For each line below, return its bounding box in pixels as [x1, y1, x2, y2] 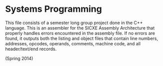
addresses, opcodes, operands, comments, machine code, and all [5, 40, 141, 46]
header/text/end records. [5, 46, 57, 52]
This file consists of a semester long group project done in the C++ [5, 20, 143, 26]
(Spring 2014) [5, 55, 33, 61]
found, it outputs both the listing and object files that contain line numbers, [5, 35, 159, 41]
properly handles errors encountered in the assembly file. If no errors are [5, 30, 156, 36]
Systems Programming [5, 3, 102, 15]
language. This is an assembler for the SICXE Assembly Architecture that [5, 25, 155, 31]
